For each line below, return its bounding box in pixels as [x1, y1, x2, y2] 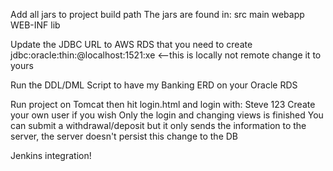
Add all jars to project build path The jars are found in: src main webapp [10, 9, 305, 20]
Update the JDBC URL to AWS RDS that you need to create [10, 39, 253, 50]
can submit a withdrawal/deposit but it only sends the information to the [10, 120, 307, 131]
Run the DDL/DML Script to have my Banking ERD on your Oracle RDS [10, 79, 298, 91]
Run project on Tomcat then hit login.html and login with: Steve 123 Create [10, 99, 316, 110]
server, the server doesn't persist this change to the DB [10, 130, 238, 142]
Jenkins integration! [10, 150, 92, 161]
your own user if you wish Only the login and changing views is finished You [10, 109, 324, 121]
